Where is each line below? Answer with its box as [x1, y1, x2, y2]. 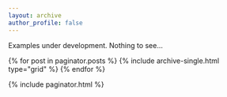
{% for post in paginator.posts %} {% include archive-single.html [8, 56, 220, 65]
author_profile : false [8, 19, 83, 27]
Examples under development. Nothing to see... [8, 40, 164, 50]
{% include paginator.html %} [8, 80, 104, 89]
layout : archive [8, 11, 62, 20]
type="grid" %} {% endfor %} [8, 64, 105, 73]
